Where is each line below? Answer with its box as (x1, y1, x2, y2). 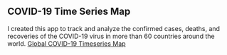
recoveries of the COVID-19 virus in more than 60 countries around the (7, 32, 215, 40)
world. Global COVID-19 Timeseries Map (7, 39, 126, 48)
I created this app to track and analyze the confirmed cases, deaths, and (7, 24, 221, 32)
